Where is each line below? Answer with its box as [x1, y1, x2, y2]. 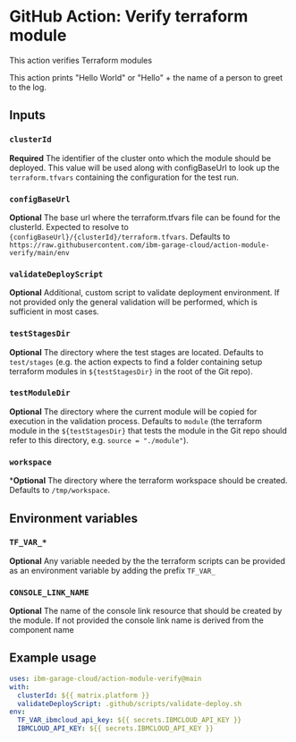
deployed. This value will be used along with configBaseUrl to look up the [9, 162, 280, 173]
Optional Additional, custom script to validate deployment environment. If [9, 287, 280, 298]
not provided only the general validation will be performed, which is [9, 297, 258, 308]
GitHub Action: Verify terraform [9, 6, 249, 27]
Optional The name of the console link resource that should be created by [9, 606, 283, 617]
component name [9, 625, 74, 635]
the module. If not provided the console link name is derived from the [9, 615, 264, 626]
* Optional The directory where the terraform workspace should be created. [9, 475, 288, 486]
